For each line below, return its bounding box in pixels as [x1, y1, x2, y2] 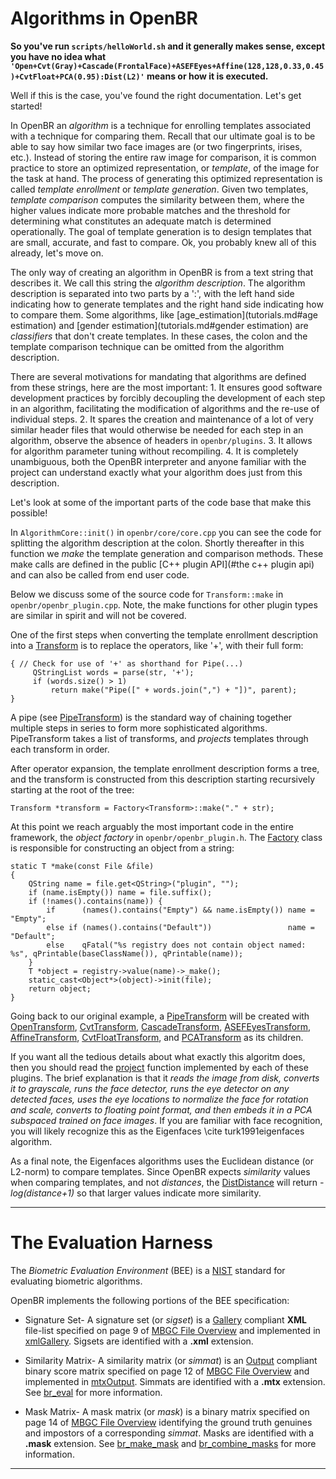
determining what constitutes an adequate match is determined [10, 215, 272, 227]
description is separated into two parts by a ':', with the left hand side [10, 287, 295, 299]
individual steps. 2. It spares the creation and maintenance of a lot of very [10, 413, 314, 425]
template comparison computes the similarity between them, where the [10, 193, 305, 206]
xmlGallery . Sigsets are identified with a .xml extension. [24, 1335, 254, 1347]
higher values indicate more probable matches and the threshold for [10, 204, 291, 216]
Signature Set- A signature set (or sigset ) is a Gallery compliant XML [24, 1313, 307, 1326]
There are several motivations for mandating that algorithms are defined [10, 370, 307, 382]
